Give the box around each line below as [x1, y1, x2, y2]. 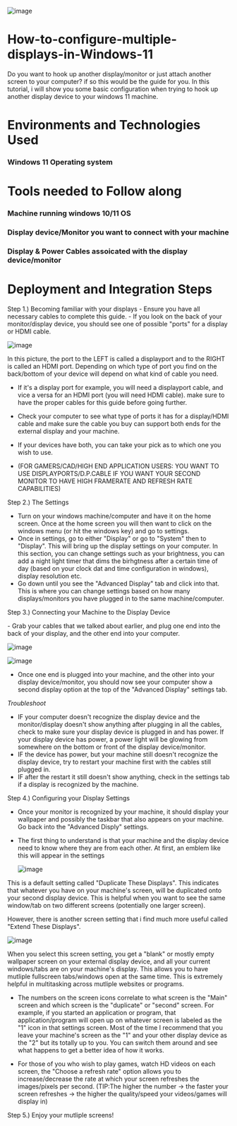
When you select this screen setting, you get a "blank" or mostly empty [7, 949, 214, 958]
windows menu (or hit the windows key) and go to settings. [17, 526, 190, 535]
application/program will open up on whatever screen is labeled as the [17, 1016, 222, 1024]
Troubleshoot [7, 699, 47, 707]
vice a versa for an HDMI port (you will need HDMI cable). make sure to [17, 391, 225, 399]
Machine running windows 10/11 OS [7, 208, 132, 218]
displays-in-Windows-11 [7, 47, 154, 63]
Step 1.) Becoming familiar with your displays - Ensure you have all [7, 304, 200, 313]
